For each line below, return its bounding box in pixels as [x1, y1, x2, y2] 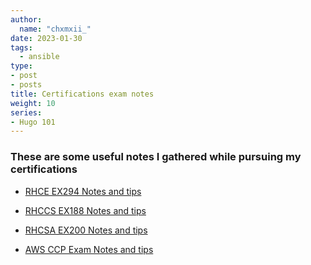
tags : [10, 42, 33, 53]
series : [10, 107, 43, 118]
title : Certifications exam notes [10, 89, 155, 99]
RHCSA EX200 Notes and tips [24, 224, 148, 236]
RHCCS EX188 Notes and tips [24, 204, 147, 216]
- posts [10, 80, 43, 90]
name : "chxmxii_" [19, 24, 92, 34]
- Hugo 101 [10, 117, 56, 127]
